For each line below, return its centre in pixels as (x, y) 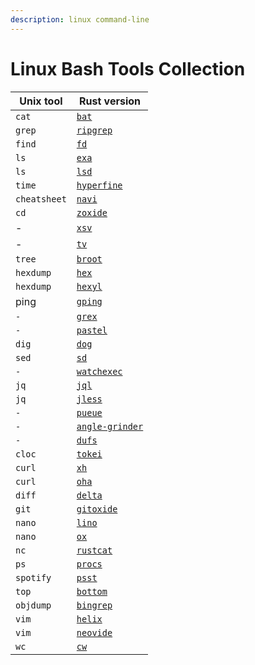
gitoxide (97, 509)
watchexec (99, 371)
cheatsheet (41, 199)
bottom (92, 591)
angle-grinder (110, 426)
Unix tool (41, 101)
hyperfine (99, 185)
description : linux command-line (80, 19)
